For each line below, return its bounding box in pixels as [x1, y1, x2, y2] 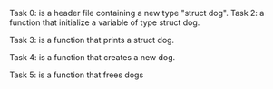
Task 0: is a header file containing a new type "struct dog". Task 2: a [9, 8, 265, 18]
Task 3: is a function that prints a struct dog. [9, 35, 175, 45]
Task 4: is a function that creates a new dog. [9, 52, 176, 62]
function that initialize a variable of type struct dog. [9, 17, 200, 28]
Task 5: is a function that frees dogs [9, 69, 144, 80]
